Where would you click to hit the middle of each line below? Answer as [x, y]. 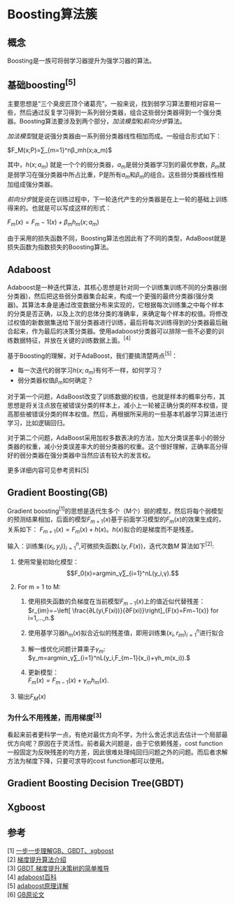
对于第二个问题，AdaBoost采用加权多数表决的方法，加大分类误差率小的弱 [113, 437]
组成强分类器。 [35, 185]
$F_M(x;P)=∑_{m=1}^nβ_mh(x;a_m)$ [60, 150]
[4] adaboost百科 [32, 877]
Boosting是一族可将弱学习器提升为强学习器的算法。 [81, 61]
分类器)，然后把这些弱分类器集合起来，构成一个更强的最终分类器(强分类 [111, 296]
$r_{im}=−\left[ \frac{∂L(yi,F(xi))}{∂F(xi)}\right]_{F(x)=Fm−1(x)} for [123, 610]
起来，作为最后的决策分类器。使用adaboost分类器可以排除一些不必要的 [115, 331]
